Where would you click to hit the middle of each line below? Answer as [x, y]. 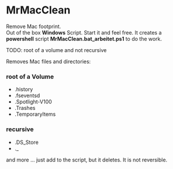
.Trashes [25, 108]
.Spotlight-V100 [33, 102]
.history [24, 89]
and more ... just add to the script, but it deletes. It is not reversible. [87, 160]
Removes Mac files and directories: [49, 61]
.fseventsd [27, 96]
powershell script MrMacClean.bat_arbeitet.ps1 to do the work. [84, 39]
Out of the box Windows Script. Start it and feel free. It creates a [84, 32]
